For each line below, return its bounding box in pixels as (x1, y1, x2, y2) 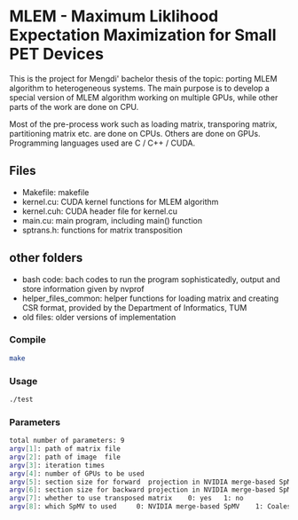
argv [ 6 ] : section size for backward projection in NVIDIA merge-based (9, 485, 276, 494)
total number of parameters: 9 (9, 437, 125, 445)
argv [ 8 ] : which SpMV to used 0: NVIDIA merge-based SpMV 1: (9, 502, 264, 511)
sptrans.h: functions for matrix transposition (21, 225, 184, 235)
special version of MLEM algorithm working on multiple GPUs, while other (9, 91, 278, 103)
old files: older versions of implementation (21, 311, 176, 322)
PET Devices (9, 44, 105, 64)
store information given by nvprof (21, 283, 145, 294)
